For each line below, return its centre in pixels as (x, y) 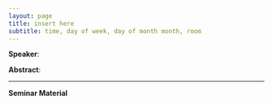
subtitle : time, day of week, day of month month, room (105, 31)
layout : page (30, 16)
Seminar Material (38, 93)
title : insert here (41, 24)
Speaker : (24, 54)
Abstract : (25, 70)
